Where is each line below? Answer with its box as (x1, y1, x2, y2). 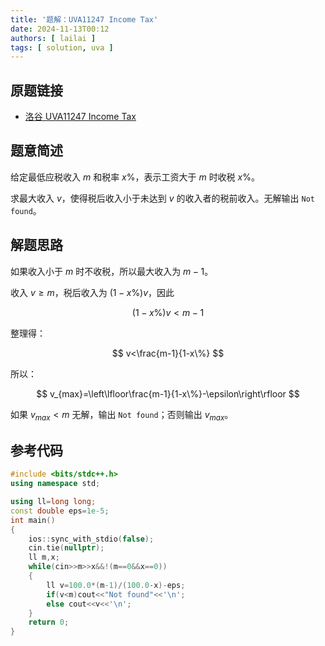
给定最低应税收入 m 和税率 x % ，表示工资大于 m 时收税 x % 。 (10, 171, 260, 183)
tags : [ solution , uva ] (10, 42, 114, 53)
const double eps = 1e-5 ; (10, 506, 110, 516)
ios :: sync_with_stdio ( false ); (28, 534, 155, 544)
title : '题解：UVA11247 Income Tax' (10, 14, 159, 25)
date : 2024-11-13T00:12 (10, 24, 110, 34)
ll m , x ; (28, 552, 60, 563)
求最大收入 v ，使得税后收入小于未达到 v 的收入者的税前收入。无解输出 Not (10, 192, 315, 204)
